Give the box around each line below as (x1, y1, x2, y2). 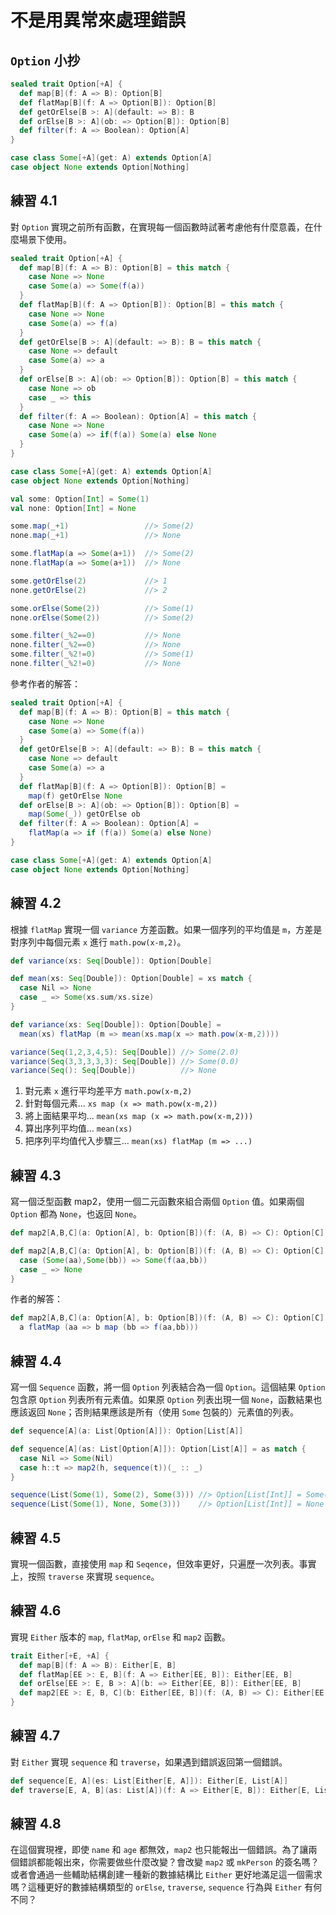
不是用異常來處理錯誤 (10, 9, 187, 32)
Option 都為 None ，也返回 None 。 (10, 1208, 143, 1220)
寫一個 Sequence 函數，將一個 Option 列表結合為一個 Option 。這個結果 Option (10, 1381, 326, 1393)
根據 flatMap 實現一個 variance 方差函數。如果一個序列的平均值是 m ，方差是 (10, 923, 323, 935)
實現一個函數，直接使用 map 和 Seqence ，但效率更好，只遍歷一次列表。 (10, 1557, 300, 1570)
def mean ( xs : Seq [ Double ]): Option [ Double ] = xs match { (10, 974, 253, 984)
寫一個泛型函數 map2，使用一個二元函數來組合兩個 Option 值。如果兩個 (10, 1196, 305, 1208)
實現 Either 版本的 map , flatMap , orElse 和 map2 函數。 (10, 1631, 231, 1643)
